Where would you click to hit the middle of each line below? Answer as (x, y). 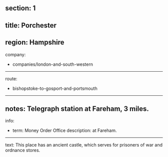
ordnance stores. (23, 150)
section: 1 (20, 8)
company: (15, 54)
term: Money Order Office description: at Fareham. (64, 130)
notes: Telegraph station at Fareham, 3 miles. (77, 109)
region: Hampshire (35, 42)
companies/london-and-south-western (53, 64)
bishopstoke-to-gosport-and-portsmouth (55, 88)
